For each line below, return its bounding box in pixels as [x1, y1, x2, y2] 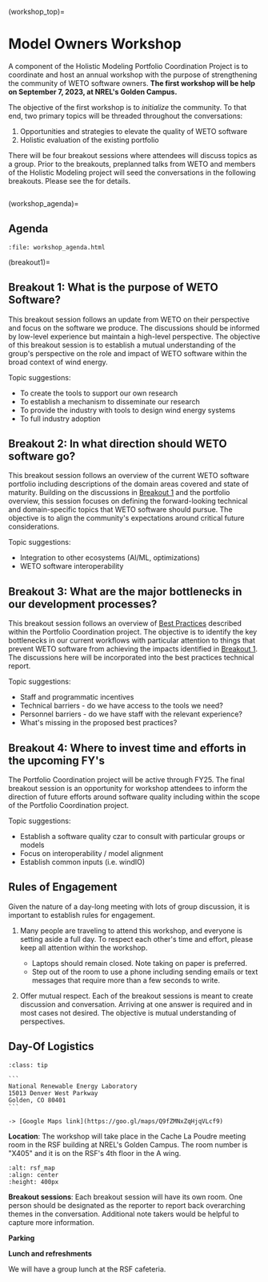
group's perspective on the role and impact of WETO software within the [8, 348, 247, 358]
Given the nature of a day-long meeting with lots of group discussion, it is [8, 902, 250, 911]
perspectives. [19, 1016, 66, 1026]
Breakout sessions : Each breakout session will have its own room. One [8, 1191, 243, 1202]
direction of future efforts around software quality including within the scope [8, 792, 261, 801]
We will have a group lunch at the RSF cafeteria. [8, 1264, 166, 1274]
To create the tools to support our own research [19, 388, 178, 398]
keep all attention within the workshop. [19, 943, 148, 952]
